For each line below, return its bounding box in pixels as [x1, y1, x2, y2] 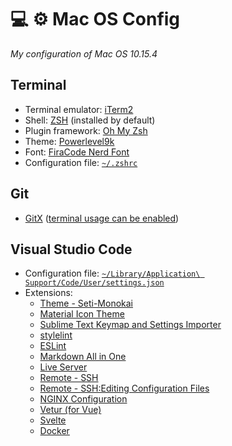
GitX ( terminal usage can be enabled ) [24, 212, 180, 224]
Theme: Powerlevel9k [24, 135, 115, 147]
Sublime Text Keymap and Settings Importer [39, 319, 222, 331]
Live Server [39, 361, 88, 373]
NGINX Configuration [39, 393, 128, 405]
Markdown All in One [39, 351, 127, 363]
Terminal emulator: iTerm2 [24, 103, 134, 115]
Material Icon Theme [39, 308, 125, 320]
